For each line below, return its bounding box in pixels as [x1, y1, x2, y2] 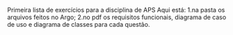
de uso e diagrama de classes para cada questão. [7, 21, 150, 28]
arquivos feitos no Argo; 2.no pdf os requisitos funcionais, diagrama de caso [7, 13, 227, 21]
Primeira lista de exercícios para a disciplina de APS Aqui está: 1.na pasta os [7, 6, 225, 14]
